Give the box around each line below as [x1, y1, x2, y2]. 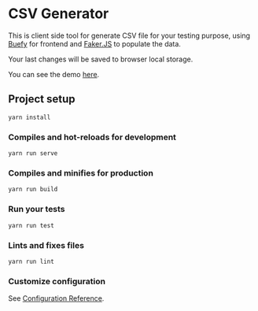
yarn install [8, 113, 51, 121]
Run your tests [8, 204, 65, 215]
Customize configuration [8, 276, 106, 287]
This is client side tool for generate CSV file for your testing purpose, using [8, 31, 250, 40]
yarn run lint [8, 257, 55, 265]
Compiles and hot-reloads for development [8, 131, 177, 143]
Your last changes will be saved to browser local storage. [8, 54, 193, 64]
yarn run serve [8, 150, 58, 157]
